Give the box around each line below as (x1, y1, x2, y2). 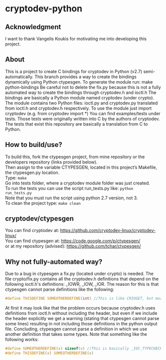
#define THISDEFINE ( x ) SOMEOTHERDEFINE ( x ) (5, 351, 94, 356)
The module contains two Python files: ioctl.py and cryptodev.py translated (5, 100, 158, 106)
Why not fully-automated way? (5, 258, 103, 266)
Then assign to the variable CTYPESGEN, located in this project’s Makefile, (5, 164, 157, 170)
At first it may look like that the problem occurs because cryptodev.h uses (5, 305, 156, 311)
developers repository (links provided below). (5, 159, 98, 165)
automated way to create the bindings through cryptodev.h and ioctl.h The (5, 90, 157, 95)
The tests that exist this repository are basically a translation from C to (5, 121, 148, 127)
